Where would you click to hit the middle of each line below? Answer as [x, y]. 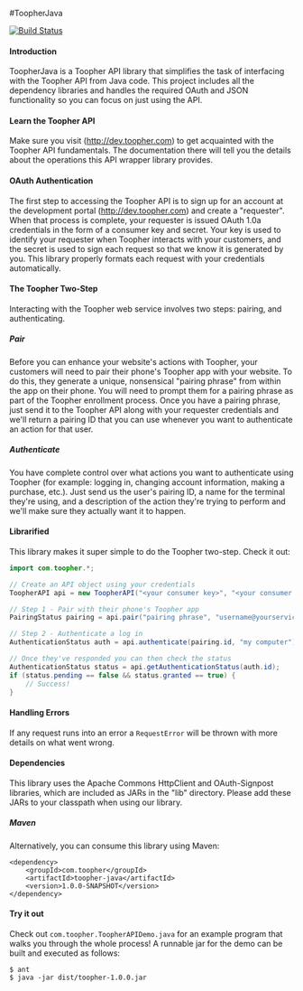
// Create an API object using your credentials [102, 584]
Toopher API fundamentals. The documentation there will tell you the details [150, 150]
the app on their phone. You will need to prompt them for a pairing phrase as [151, 390]
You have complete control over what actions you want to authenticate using [151, 472]
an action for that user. [51, 429]
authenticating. [37, 318]
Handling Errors [40, 713]
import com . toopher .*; [52, 568]
